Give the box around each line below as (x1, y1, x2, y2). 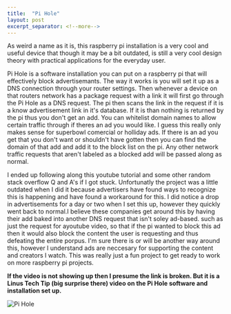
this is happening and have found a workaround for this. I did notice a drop (7, 193, 219, 201)
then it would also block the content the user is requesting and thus (7, 229, 199, 238)
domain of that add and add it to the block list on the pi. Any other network (7, 143, 219, 151)
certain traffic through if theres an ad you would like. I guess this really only (7, 121, 221, 129)
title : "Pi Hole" (7, 10, 60, 17)
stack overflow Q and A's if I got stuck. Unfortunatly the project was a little (7, 178, 219, 187)
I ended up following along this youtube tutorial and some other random (7, 171, 211, 179)
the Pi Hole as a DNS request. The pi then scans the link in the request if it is (7, 99, 224, 107)
